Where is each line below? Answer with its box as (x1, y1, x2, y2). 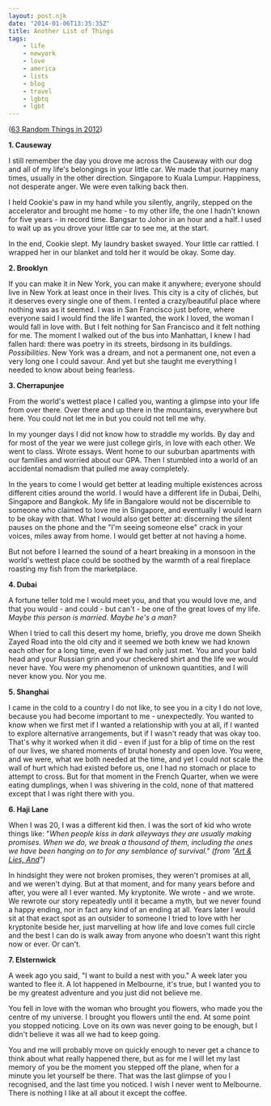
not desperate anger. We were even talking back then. (8, 181, 188, 191)
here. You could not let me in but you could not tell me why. (8, 414, 206, 424)
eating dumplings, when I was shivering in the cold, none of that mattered (8, 780, 254, 790)
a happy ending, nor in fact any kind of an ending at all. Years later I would (8, 905, 256, 915)
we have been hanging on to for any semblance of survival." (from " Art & (8, 846, 252, 856)
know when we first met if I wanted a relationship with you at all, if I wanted (8, 720, 259, 730)
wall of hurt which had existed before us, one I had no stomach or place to (8, 763, 256, 773)
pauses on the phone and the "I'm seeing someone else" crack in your (8, 523, 243, 532)
